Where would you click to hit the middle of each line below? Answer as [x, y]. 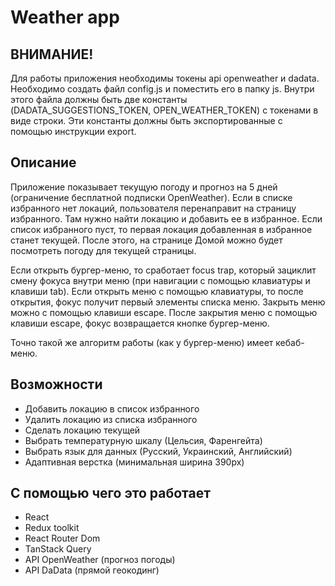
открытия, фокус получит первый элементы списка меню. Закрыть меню [168, 302]
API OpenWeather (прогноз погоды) [100, 560]
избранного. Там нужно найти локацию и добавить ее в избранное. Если [166, 218]
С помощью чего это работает [110, 493]
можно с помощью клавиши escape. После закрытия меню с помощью [164, 312]
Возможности [56, 384]
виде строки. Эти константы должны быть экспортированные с [146, 120]
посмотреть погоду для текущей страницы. [103, 250]
